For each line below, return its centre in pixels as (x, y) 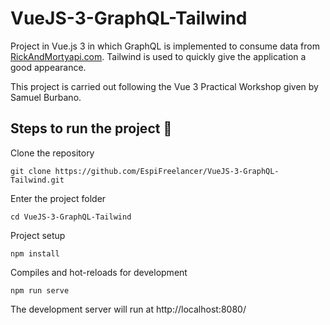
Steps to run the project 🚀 (91, 128)
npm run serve (40, 290)
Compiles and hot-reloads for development (99, 272)
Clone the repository (52, 153)
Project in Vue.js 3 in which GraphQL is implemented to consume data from (165, 46)
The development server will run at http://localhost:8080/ (128, 309)
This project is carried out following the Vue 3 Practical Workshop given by (164, 86)
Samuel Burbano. (46, 97)
